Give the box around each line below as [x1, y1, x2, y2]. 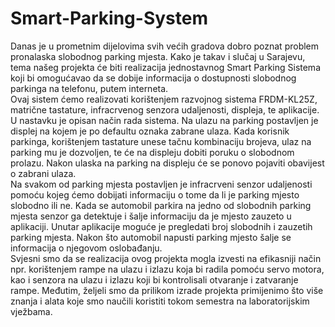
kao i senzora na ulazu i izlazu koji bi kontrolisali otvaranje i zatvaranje [10, 273, 299, 286]
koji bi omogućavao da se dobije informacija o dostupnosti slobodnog [10, 72, 297, 84]
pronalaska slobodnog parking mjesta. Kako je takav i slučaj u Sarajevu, [10, 50, 306, 62]
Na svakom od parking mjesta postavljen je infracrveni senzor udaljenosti [10, 178, 313, 190]
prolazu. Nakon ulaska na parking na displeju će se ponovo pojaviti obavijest [10, 157, 325, 169]
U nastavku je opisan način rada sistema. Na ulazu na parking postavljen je [10, 114, 319, 126]
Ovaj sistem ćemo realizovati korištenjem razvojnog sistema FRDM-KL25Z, [10, 93, 318, 105]
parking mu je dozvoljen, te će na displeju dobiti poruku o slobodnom [10, 146, 295, 158]
